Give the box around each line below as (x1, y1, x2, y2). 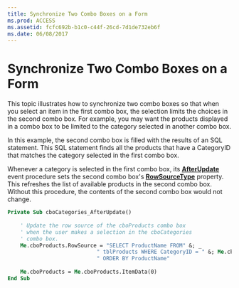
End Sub (7, 274, 31, 282)
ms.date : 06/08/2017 (7, 30, 69, 38)
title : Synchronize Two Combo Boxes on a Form (7, 10, 148, 18)
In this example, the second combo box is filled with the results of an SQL (7, 136, 223, 144)
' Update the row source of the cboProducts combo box (20, 222, 186, 229)
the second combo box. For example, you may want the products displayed (7, 114, 228, 123)
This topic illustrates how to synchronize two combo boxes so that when (7, 100, 219, 108)
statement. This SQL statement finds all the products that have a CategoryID (7, 144, 231, 152)
